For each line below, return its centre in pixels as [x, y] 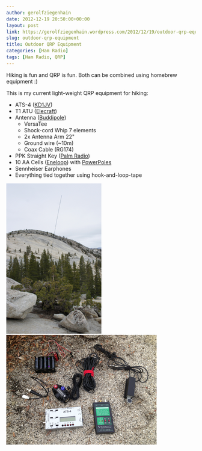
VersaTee [35, 124]
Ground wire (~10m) [49, 143]
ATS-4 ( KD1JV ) [34, 105]
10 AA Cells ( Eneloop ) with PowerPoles [63, 162]
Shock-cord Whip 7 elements [60, 130]
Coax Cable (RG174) [49, 149]
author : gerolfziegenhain [38, 13]
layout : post [23, 25]
